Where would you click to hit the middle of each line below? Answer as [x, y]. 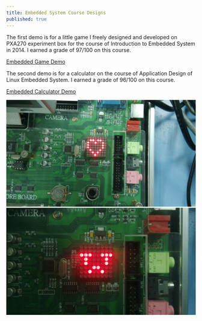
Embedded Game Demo [36, 62]
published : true [26, 19]
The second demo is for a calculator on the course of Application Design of [99, 73]
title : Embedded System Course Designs [56, 13]
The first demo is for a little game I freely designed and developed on [92, 37]
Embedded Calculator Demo [41, 91]
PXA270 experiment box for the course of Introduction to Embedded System [101, 43]
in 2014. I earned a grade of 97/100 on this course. [69, 50]
